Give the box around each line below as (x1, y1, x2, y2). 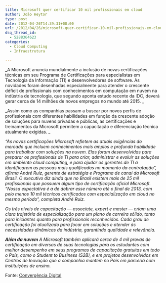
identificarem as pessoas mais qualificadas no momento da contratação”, (5, 164, 157, 171)
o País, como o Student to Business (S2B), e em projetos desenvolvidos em (5, 252, 159, 258)
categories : (5, 40, 30, 45)
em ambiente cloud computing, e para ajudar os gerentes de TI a (5, 159, 138, 165)
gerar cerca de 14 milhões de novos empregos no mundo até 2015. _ (5, 98, 144, 104)
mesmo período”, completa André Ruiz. (5, 196, 85, 202)
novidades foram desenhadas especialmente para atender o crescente (5, 82, 149, 88)
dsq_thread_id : (5, 30, 37, 35)
